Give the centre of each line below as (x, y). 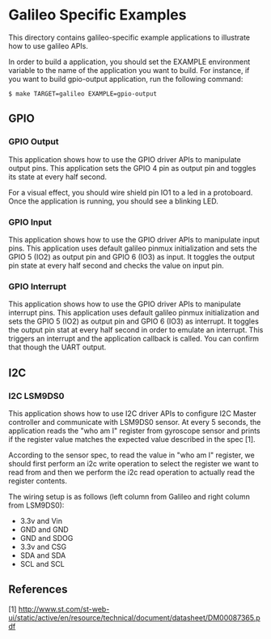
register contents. (38, 481)
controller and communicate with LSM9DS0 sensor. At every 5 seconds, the (135, 422)
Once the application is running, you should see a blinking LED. (113, 201)
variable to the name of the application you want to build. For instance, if (129, 70)
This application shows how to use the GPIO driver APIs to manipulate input (134, 239)
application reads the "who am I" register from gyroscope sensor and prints (134, 431)
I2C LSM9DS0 (36, 396)
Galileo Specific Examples (97, 15)
